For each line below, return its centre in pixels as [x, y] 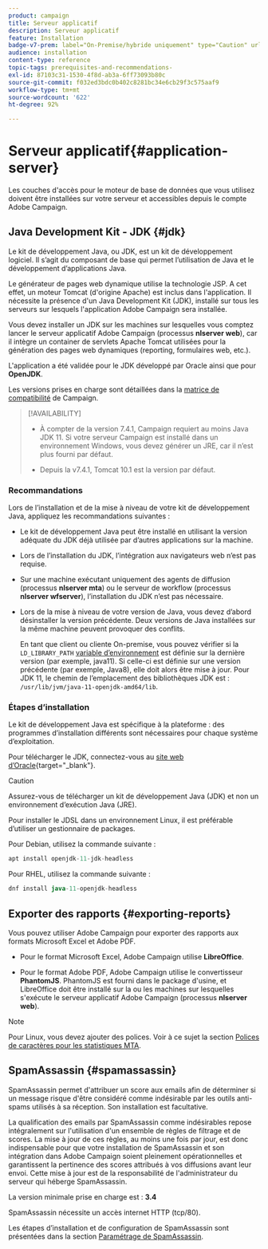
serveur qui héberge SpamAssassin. [68, 1181]
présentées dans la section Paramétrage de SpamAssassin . [106, 1236]
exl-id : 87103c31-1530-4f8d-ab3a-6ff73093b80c [87, 75]
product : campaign [39, 16]
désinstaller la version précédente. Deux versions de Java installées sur [138, 621]
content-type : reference [49, 61]
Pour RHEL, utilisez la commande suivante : [79, 874]
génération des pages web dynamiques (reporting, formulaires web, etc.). [130, 350]
